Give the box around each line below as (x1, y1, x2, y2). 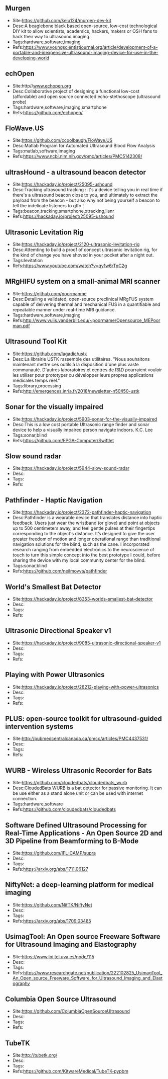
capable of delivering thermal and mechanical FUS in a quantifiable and (12, 301, 160, 307)
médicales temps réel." (12, 377, 60, 383)
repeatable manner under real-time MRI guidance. (12, 306, 116, 312)
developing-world (12, 55, 50, 61)
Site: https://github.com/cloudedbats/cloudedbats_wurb (12, 780, 127, 786)
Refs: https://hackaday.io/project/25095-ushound (12, 213, 114, 219)
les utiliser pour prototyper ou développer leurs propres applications (12, 372, 154, 378)
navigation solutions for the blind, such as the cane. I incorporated (12, 541, 149, 547)
